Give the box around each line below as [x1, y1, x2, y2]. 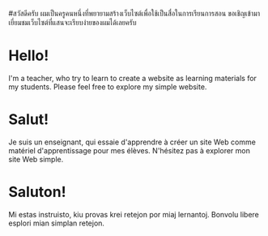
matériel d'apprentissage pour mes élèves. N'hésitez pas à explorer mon [8, 145, 251, 155]
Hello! [8, 46, 49, 65]
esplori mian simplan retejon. [8, 218, 105, 228]
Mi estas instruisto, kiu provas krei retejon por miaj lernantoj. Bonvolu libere [8, 209, 259, 219]
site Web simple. [8, 154, 64, 164]
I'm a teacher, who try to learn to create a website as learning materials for [8, 73, 257, 83]
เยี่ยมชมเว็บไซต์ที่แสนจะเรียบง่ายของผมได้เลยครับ [8, 18, 137, 27]
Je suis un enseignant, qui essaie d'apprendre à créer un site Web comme [8, 137, 257, 147]
